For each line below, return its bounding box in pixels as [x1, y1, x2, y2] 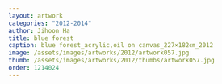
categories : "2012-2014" [8, 19, 92, 27]
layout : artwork [8, 11, 63, 20]
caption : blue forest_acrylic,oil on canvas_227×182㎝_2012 [8, 42, 214, 50]
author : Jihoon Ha [8, 26, 70, 34]
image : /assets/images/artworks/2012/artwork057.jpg [8, 49, 190, 57]
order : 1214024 [8, 64, 60, 72]
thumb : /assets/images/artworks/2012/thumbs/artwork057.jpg [8, 57, 216, 65]
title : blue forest [8, 34, 74, 42]
